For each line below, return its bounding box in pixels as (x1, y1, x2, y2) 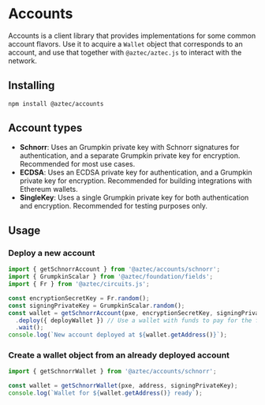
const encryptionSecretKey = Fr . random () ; (8, 294, 150, 302)
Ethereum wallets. (19, 184, 79, 193)
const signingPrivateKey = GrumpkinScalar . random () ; (8, 302, 185, 309)
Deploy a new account (8, 247, 95, 258)
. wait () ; (15, 324, 44, 332)
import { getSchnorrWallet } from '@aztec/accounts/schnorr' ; (8, 368, 217, 376)
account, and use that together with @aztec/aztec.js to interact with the (8, 47, 242, 57)
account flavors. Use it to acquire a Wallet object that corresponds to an (8, 39, 243, 48)
